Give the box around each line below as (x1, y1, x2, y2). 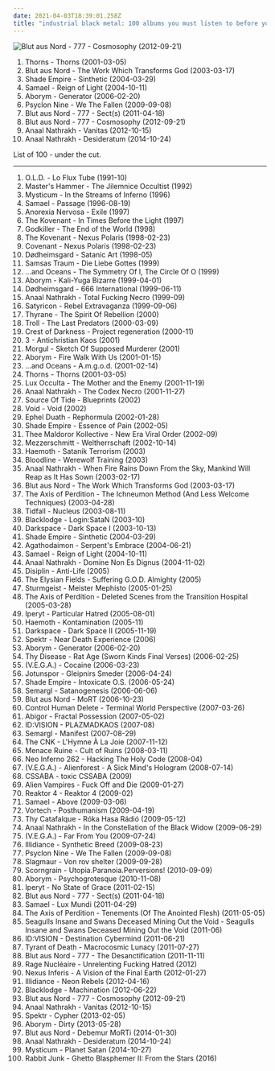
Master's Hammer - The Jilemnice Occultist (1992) (24, 181, 193, 191)
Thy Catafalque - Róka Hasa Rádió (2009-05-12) (24, 814, 187, 823)
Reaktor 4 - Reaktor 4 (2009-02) (24, 788, 133, 797)
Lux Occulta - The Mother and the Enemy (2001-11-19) (24, 377, 205, 387)
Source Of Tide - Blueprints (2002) (24, 395, 142, 405)
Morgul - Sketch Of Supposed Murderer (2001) (24, 344, 180, 353)
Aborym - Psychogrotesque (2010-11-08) (24, 874, 162, 884)
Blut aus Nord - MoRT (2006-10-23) (24, 694, 144, 704)
